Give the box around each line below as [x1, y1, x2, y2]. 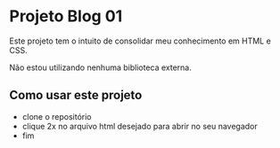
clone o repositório [21, 111, 92, 121]
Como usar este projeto [9, 88, 143, 103]
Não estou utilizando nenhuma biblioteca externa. [9, 62, 192, 73]
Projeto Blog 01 [9, 6, 123, 27]
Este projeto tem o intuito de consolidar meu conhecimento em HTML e [9, 35, 272, 46]
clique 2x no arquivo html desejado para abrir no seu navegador [21, 121, 259, 131]
